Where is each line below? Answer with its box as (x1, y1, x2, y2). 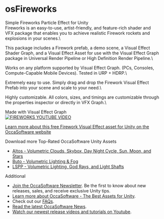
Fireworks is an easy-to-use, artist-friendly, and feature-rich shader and (5, 25, 151, 30)
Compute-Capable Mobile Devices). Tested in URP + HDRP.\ (5, 70, 127, 76)
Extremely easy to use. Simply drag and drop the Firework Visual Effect (5, 80, 149, 85)
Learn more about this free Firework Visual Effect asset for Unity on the (5, 124, 150, 130)
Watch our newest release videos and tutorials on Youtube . (12, 209, 132, 215)
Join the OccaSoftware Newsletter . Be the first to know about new (12, 183, 146, 189)
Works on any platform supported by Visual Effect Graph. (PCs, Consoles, (5, 65, 155, 71)
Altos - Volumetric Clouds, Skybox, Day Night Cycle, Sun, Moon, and (12, 148, 151, 154)
